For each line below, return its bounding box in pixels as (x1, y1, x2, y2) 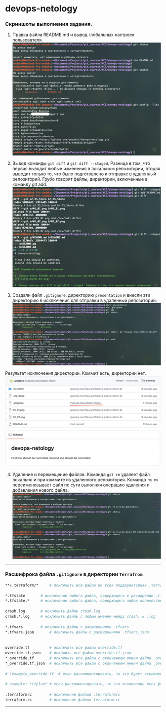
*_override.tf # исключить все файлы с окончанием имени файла (5, 656, 152, 661)
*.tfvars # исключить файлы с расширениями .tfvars (5, 624, 129, 630)
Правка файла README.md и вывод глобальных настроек (12, 32, 135, 38)
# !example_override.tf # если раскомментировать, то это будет (5, 671, 142, 676)
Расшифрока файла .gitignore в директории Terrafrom (5, 571, 143, 578)
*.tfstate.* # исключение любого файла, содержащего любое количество (5, 598, 163, 603)
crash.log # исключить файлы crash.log (5, 609, 100, 614)
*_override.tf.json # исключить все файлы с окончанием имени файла (5, 661, 152, 666)
